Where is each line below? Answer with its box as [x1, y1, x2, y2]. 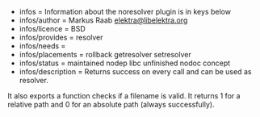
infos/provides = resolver [19, 32, 103, 42]
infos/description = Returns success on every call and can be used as [19, 67, 252, 76]
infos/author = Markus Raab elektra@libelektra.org [19, 15, 188, 25]
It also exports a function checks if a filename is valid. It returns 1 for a [7, 91, 241, 100]
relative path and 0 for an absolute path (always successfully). [7, 100, 215, 109]
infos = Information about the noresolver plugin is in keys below [19, 7, 232, 16]
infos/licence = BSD [19, 24, 86, 33]
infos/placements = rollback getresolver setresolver [19, 50, 191, 59]
